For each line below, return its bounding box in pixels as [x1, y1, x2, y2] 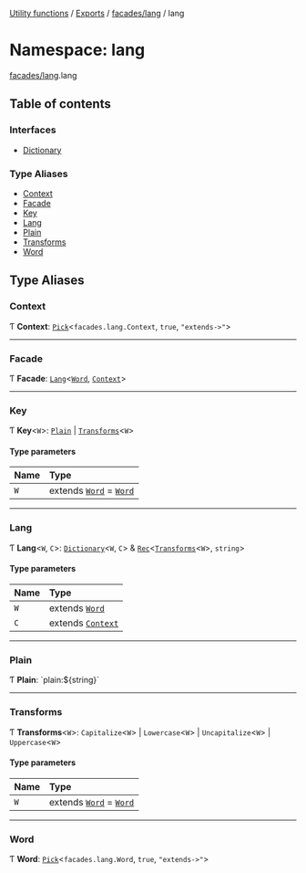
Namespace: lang [9, 40, 146, 60]
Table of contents [9, 96, 111, 112]
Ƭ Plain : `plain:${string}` [9, 675, 100, 686]
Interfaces [9, 123, 56, 136]
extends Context [48, 616, 119, 629]
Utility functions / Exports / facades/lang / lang [9, 8, 185, 18]
